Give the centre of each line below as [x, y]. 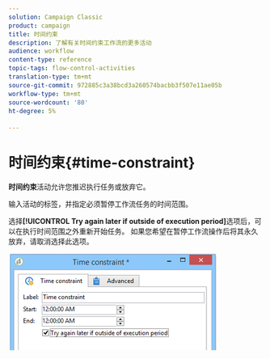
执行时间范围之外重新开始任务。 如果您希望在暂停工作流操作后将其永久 [140, 231]
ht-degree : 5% [32, 111]
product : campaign [39, 25]
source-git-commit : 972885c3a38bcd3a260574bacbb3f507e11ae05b [115, 85]
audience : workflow [41, 51]
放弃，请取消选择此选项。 [51, 242]
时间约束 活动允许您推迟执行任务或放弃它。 [79, 187]
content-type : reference [50, 60]
